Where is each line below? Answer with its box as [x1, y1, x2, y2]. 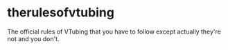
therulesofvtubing [7, 5, 114, 21]
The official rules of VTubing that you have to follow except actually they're [7, 27, 222, 36]
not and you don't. [7, 34, 60, 42]
